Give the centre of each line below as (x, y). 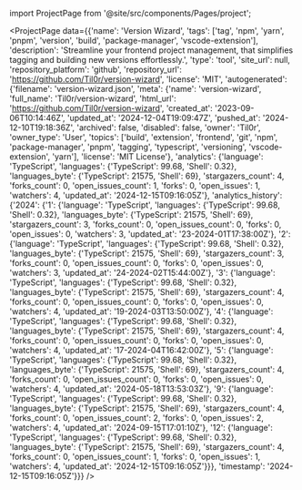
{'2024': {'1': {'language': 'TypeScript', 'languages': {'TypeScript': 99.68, (145, 205)
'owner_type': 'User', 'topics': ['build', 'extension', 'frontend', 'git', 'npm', (144, 137)
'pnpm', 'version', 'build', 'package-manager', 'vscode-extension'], (134, 41)
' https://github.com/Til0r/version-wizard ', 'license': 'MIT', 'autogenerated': (149, 79)
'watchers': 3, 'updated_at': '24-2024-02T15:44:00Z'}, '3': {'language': (142, 273)
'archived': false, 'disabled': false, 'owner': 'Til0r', (169, 128)
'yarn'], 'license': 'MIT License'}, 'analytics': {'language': (158, 157)
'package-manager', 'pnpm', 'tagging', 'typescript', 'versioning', (128, 147)
